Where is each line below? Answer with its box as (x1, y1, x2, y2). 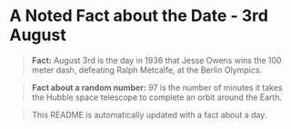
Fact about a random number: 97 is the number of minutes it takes (31, 82, 283, 93)
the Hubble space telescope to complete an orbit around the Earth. (31, 92, 283, 103)
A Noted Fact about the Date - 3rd (9, 5, 268, 26)
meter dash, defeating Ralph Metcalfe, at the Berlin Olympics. (31, 64, 262, 75)
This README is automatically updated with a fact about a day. (31, 109, 267, 120)
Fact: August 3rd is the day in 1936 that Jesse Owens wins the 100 (31, 55, 282, 65)
